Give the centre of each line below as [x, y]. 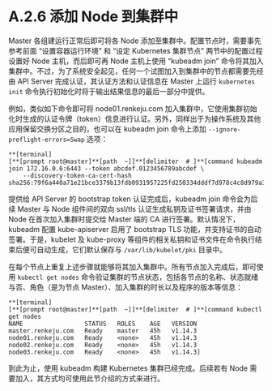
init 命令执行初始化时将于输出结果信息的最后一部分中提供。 [109, 91]
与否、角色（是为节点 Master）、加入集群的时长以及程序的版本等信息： [125, 287]
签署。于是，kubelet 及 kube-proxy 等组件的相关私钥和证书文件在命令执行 [132, 239]
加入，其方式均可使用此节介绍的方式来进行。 [89, 378]
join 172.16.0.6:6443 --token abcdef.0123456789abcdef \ [106, 168]
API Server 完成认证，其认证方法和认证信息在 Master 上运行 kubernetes [136, 81]
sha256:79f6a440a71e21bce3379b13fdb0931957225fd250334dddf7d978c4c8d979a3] [139, 183]
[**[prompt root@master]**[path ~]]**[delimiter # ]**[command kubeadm [136, 161]
